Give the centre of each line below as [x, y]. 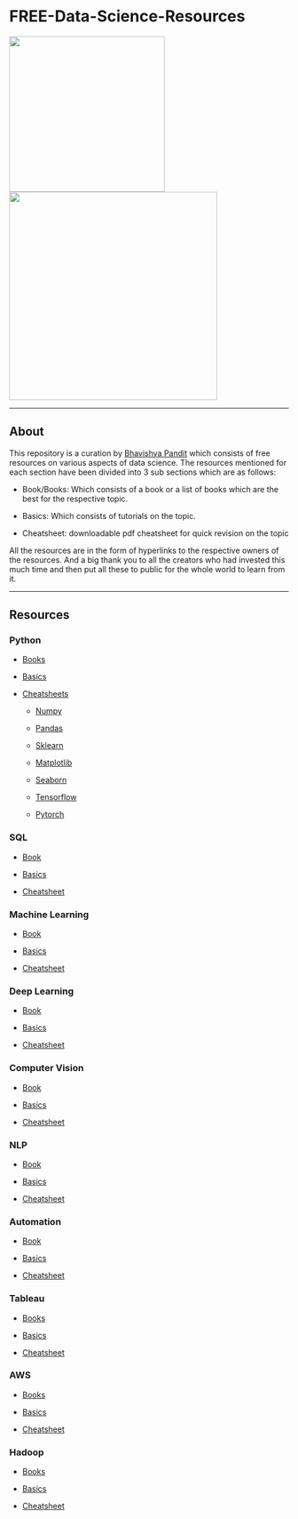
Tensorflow [56, 797]
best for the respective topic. [75, 499]
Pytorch [50, 814]
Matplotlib [54, 763]
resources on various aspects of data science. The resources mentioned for [148, 462]
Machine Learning [49, 915]
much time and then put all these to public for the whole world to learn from [147, 569]
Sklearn [49, 746]
